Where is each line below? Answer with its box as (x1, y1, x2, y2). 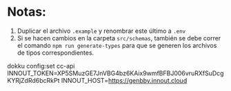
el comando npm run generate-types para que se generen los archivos (17, 41, 217, 49)
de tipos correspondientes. (17, 49, 94, 57)
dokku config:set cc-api (7, 62, 75, 70)
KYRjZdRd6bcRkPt (7, 76, 60, 84)
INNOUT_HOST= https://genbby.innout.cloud (61, 76, 188, 84)
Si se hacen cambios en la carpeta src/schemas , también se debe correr (17, 34, 221, 42)
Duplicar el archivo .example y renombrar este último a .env (17, 27, 186, 35)
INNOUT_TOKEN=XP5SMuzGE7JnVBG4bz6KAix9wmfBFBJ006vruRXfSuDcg (7, 69, 224, 77)
